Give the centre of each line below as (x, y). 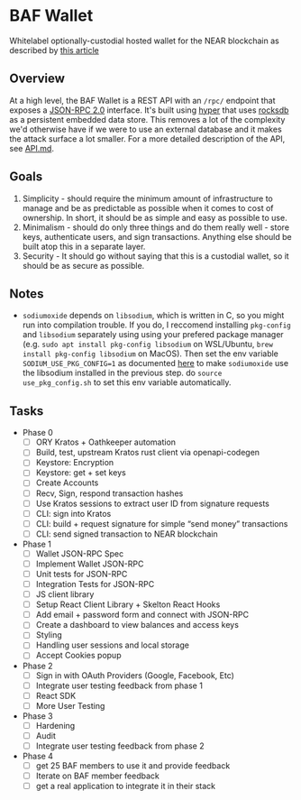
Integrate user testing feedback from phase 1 (119, 685)
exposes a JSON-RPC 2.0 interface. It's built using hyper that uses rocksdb (149, 110)
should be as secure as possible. (83, 265)
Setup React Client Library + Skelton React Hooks (128, 604)
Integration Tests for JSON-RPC (95, 584)
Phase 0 (38, 433)
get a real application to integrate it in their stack (126, 786)
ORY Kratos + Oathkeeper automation (106, 442)
